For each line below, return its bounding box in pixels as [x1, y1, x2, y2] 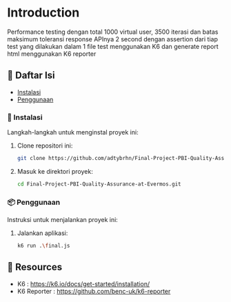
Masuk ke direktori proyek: [17, 167, 93, 175]
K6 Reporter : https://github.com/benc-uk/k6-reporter [17, 287, 171, 295]
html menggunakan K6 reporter [7, 50, 97, 58]
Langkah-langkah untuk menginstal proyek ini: [7, 128, 139, 137]
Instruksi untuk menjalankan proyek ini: [7, 216, 119, 224]
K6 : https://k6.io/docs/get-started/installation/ [17, 279, 150, 288]
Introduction [7, 5, 80, 21]
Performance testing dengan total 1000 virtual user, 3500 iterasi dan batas [7, 28, 219, 36]
